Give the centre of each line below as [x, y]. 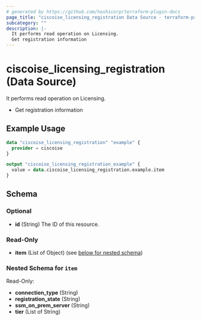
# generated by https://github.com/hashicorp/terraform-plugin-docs [93, 12]
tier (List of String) [38, 312]
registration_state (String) [48, 299]
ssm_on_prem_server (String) [52, 305]
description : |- [26, 28]
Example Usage [36, 129]
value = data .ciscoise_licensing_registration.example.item [88, 170]
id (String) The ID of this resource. [57, 224]
